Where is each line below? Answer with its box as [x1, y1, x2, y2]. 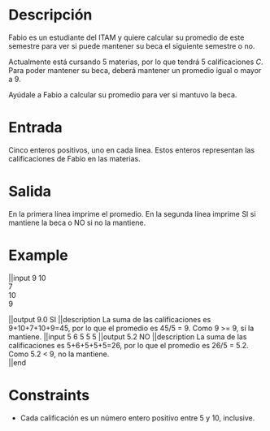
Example [8, 246, 68, 265]
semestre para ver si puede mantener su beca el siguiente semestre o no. [8, 41, 255, 50]
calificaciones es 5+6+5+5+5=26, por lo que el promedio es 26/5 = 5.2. [8, 340, 250, 350]
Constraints [8, 386, 90, 404]
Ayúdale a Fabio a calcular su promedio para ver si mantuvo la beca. [8, 89, 237, 99]
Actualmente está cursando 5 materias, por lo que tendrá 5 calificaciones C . [8, 57, 263, 67]
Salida [8, 183, 51, 200]
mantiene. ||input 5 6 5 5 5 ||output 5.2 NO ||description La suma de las [8, 331, 247, 342]
